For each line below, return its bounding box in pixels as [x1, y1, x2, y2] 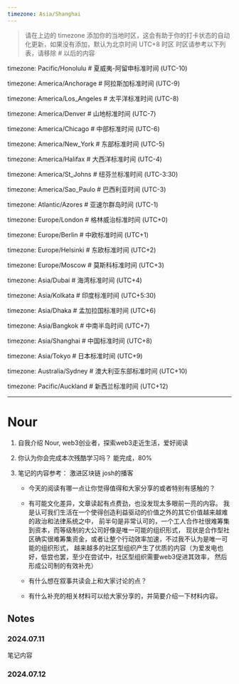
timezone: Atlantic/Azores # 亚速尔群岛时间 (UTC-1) [7, 200, 159, 209]
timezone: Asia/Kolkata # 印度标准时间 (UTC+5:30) [7, 291, 156, 299]
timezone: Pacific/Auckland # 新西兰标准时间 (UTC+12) [7, 382, 169, 390]
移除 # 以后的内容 [43, 48, 95, 57]
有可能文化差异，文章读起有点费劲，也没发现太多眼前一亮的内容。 [28, 499, 222, 507]
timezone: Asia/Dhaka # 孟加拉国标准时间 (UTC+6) [7, 306, 156, 314]
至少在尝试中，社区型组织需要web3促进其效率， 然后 [72, 552, 228, 561]
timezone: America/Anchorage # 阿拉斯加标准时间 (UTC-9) [7, 79, 180, 88]
